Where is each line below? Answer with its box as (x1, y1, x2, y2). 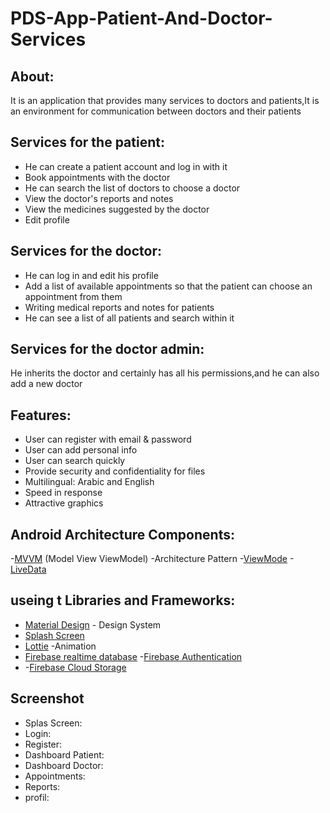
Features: (10, 407, 72, 424)
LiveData (10, 563, 47, 576)
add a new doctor (10, 378, 83, 390)
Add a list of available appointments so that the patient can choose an (24, 280, 313, 292)
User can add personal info (24, 444, 138, 456)
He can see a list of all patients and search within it (24, 312, 235, 324)
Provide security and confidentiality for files (24, 465, 206, 477)
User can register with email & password (24, 433, 192, 446)
